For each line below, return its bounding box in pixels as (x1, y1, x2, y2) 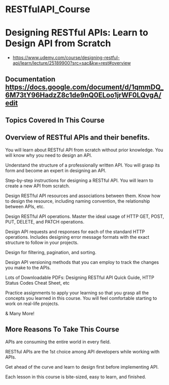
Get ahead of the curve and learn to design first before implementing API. (5, 364, 159, 370)
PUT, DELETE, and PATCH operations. (5, 218, 85, 225)
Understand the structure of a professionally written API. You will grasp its (5, 162, 160, 168)
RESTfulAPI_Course (5, 4, 90, 15)
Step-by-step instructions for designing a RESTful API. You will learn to (5, 177, 154, 183)
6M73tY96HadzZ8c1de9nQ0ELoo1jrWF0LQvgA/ (5, 91, 161, 99)
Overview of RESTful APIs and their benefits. (5, 133, 150, 142)
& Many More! (5, 310, 35, 316)
